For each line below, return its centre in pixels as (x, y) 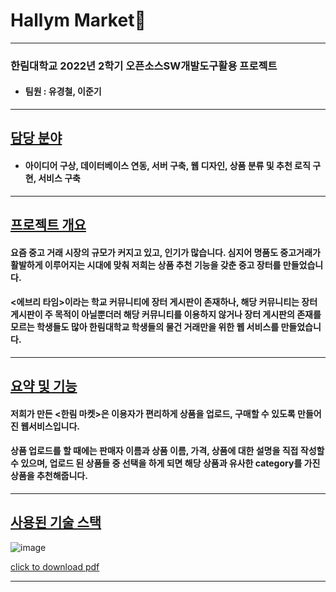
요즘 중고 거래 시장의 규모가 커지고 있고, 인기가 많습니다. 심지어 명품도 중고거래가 (165, 252)
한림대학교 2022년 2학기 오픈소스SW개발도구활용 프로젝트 (144, 66)
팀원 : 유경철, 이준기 (63, 91)
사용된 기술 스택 (56, 522)
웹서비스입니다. (50, 426)
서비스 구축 (59, 178)
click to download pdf (55, 566)
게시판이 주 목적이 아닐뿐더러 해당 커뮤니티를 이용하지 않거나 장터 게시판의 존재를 (166, 315)
